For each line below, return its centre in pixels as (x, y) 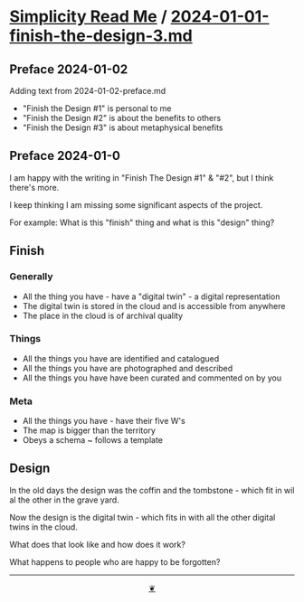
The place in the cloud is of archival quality (103, 315)
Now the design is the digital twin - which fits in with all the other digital (142, 517)
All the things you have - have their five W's (104, 421)
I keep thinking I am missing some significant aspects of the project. (136, 204)
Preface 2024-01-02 (69, 69)
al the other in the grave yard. (64, 500)
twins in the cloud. (44, 527)
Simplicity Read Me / (88, 17)
